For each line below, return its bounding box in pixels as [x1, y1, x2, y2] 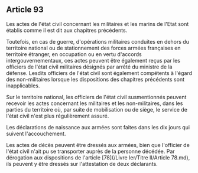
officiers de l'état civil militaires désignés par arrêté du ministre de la [6, 63, 173, 70]
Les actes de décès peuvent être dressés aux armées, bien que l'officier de [6, 141, 190, 148]
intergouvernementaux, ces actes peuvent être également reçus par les [6, 57, 180, 64]
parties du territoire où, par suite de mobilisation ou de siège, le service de [6, 106, 188, 113]
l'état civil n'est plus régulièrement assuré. [6, 112, 109, 119]
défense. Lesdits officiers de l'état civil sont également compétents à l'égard [6, 69, 193, 76]
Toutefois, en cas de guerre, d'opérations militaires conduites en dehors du [6, 38, 189, 45]
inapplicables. [6, 82, 40, 89]
